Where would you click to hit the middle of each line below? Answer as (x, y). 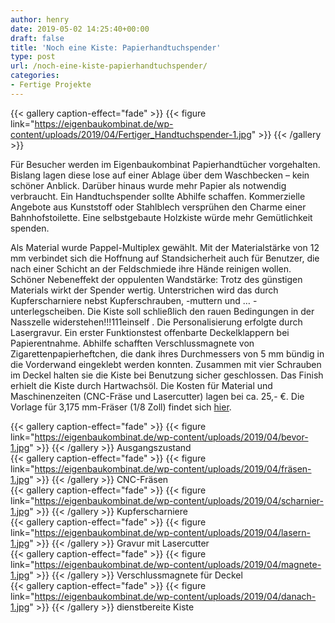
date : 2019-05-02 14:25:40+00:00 (80, 29)
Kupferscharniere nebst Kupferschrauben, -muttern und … (130, 300)
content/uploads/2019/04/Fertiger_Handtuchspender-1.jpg (131, 134)
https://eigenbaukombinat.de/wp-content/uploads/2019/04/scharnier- (179, 500)
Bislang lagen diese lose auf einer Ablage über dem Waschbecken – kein (160, 175)
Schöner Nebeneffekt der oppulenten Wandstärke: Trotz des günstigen (156, 279)
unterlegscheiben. (48, 311)
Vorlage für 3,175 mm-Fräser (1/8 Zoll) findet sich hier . (121, 407)
